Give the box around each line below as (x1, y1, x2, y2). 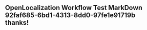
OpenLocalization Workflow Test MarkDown (5, 4, 143, 12)
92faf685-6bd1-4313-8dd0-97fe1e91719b (5, 11, 136, 20)
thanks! (5, 19, 29, 27)
